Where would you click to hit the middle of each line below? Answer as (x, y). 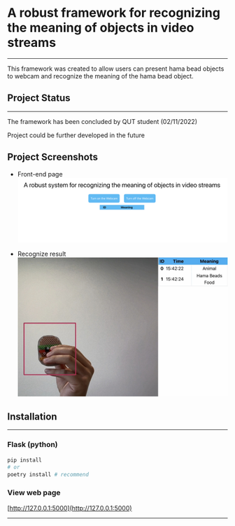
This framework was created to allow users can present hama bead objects (116, 69)
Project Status (39, 98)
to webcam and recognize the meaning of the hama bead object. (100, 76)
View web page (34, 493)
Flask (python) (33, 445)
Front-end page (40, 174)
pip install (24, 460)
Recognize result (42, 254)
